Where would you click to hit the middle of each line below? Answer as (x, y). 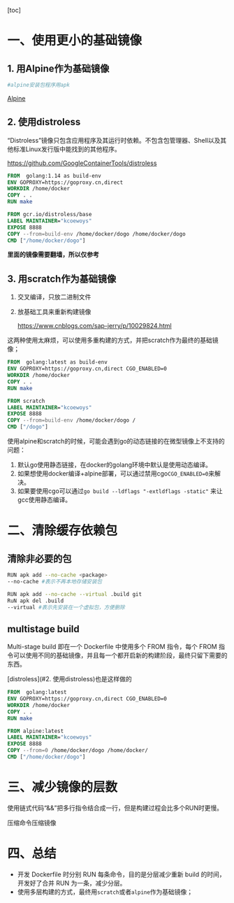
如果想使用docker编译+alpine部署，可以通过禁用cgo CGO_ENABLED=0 (113, 474)
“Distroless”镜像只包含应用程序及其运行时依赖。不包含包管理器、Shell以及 (114, 140)
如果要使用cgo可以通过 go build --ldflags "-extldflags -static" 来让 (120, 491)
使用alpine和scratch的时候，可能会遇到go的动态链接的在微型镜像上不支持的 (116, 441)
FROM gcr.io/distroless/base (50, 215)
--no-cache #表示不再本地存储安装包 (55, 581)
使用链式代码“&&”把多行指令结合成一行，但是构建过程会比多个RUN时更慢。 (115, 808)
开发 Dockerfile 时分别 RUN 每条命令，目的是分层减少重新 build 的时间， (121, 874)
